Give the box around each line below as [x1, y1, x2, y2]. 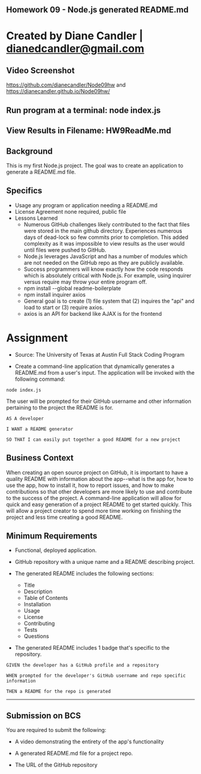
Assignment [6, 331, 68, 345]
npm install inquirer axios [23, 291, 86, 298]
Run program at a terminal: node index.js [6, 105, 161, 115]
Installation [23, 600, 51, 608]
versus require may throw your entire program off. [23, 278, 147, 285]
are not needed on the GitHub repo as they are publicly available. [23, 259, 184, 266]
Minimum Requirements [6, 531, 98, 541]
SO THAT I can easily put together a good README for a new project [6, 437, 181, 443]
